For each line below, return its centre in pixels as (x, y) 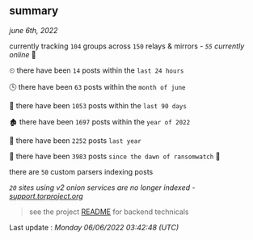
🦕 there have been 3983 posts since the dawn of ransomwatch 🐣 (115, 156)
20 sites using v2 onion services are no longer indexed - (102, 187)
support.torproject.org (46, 196)
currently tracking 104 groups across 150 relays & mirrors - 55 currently (127, 46)
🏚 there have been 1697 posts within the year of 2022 (100, 121)
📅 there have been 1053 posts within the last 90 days (98, 105)
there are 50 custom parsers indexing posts (81, 171)
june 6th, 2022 (34, 30)
